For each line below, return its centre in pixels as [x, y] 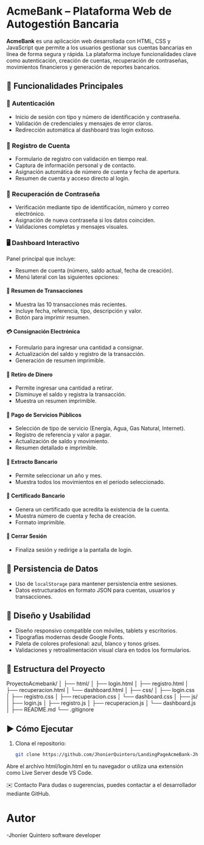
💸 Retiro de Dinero [30, 374]
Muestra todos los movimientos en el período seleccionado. [90, 482]
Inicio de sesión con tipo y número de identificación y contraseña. [98, 116]
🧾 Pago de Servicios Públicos [44, 415]
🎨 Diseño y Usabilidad [48, 616]
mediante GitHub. [28, 794]
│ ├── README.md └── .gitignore [50, 710]
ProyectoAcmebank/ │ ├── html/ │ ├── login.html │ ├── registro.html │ [97, 683]
